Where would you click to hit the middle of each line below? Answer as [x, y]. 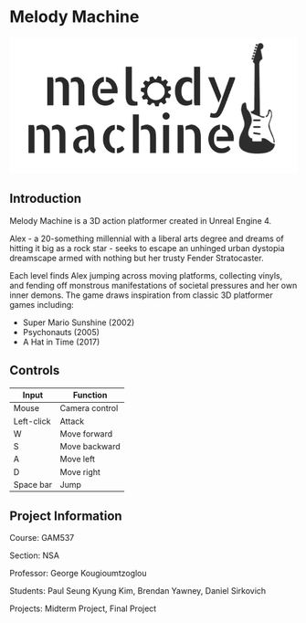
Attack [72, 421]
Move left [78, 459]
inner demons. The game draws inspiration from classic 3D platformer [142, 295]
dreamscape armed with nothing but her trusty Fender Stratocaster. [137, 258]
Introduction [46, 199]
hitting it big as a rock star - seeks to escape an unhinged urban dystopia [147, 248]
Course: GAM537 [42, 538]
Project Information [66, 516]
